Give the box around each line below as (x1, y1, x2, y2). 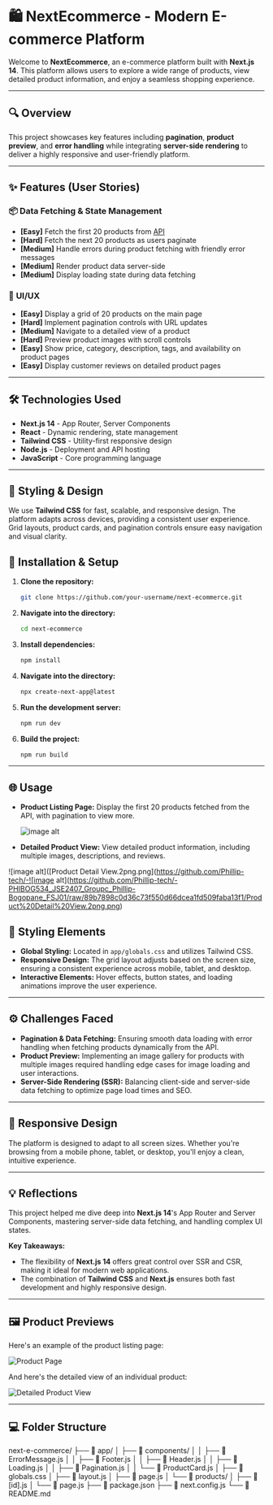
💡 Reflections (8, 1186, 78, 1200)
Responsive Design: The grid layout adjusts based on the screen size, (19, 955, 256, 965)
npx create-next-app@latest (19, 687, 115, 696)
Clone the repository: (19, 577, 94, 587)
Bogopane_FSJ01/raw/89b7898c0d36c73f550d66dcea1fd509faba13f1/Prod (8, 892, 262, 903)
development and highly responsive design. (19, 1282, 167, 1293)
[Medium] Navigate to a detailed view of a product (19, 326, 190, 336)
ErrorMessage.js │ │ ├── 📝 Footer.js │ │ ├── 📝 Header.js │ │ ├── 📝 (8, 1455, 238, 1464)
